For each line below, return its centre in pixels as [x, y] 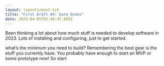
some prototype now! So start [36, 59]
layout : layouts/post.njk [32, 10]
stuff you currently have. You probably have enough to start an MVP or [78, 53]
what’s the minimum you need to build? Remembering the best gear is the [81, 48]
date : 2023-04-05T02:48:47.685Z [39, 19]
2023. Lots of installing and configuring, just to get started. [66, 38]
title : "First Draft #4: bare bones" [45, 14]
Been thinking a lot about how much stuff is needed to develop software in [82, 33]
